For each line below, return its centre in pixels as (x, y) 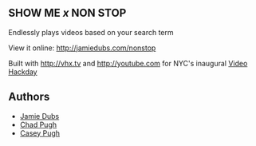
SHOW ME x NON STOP (67, 13)
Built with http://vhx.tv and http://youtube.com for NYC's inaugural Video (128, 63)
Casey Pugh (40, 133)
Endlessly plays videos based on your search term (91, 32)
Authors (29, 97)
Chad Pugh (38, 124)
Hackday (23, 72)
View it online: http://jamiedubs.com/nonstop (82, 48)
